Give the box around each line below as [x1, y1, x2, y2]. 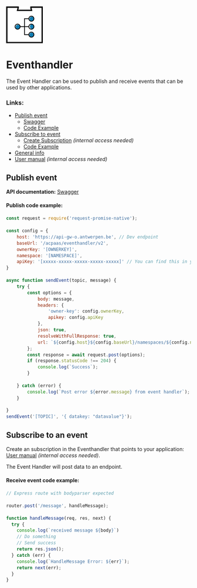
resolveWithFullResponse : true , [37, 333, 117, 339]
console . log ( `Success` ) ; [37, 364, 98, 370]
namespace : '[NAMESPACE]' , [16, 253, 83, 258]
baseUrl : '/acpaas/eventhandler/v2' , [16, 240, 109, 246]
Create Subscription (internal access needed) [23, 137, 134, 144]
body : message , [37, 296, 75, 302]
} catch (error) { [16, 382, 62, 388]
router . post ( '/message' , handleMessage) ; [6, 503, 109, 509]
